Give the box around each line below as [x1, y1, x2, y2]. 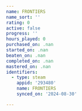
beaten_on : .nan [6, 53, 46, 58]
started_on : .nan [6, 47, 49, 53]
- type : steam [11, 74, 46, 80]
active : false [6, 25, 41, 31]
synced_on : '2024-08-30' [16, 91, 77, 97]
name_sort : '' [6, 14, 41, 20]
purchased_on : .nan [6, 42, 54, 48]
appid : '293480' [16, 80, 57, 86]
